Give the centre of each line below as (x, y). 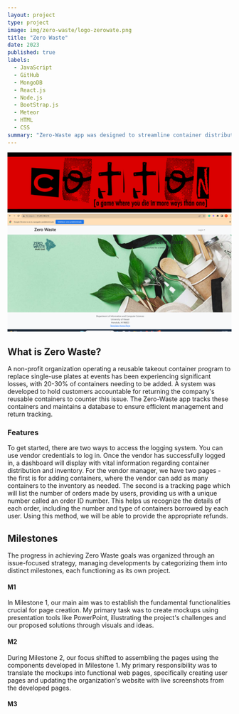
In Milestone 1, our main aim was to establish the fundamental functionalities (119, 603)
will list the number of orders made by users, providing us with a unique (112, 494)
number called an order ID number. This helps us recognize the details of (115, 501)
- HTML (23, 120)
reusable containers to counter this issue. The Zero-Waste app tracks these (118, 399)
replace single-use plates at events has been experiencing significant (109, 376)
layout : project (31, 15)
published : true (31, 53)
